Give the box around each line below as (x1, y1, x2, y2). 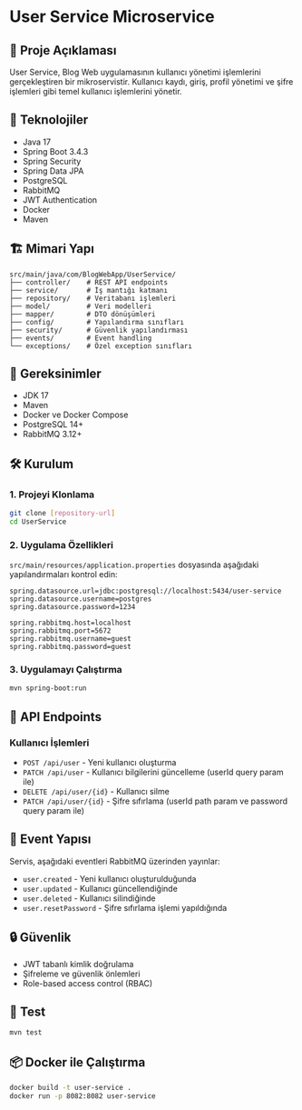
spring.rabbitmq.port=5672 (9, 626, 112, 635)
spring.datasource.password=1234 (9, 603, 136, 612)
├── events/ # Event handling (9, 334, 152, 343)
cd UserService (9, 517, 67, 526)
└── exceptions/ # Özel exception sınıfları (9, 341, 193, 351)
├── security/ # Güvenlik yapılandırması (9, 325, 189, 335)
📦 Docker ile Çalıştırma (9, 1055, 146, 1070)
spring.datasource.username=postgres (9, 595, 152, 604)
